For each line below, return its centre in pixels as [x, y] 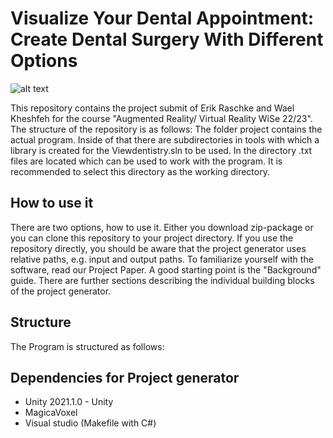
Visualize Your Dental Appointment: [162, 18]
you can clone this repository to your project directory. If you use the [152, 238]
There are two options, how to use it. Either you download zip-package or [162, 227]
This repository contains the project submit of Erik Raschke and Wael [152, 108]
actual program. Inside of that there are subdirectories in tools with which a [165, 139]
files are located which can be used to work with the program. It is [146, 161]
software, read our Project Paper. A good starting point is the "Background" [166, 269]
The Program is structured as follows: [87, 346]
